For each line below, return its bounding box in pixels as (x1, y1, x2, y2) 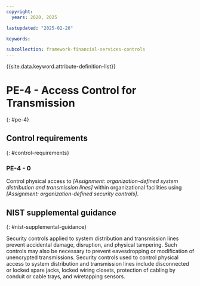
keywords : (6, 36, 31, 42)
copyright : (6, 8, 33, 15)
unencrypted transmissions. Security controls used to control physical (6, 254, 179, 261)
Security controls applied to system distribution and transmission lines (6, 235, 179, 242)
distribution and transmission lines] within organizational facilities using (6, 184, 182, 191)
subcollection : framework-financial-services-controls (6, 46, 146, 52)
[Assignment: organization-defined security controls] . (6, 190, 139, 197)
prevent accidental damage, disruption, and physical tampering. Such (6, 241, 177, 248)
